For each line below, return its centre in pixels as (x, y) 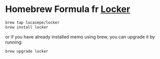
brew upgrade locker (27, 51)
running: (14, 42)
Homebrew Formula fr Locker (68, 9)
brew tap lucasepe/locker (32, 22)
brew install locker (27, 27)
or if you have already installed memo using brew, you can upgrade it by (80, 36)
